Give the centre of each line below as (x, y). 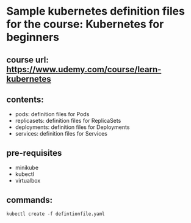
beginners (33, 37)
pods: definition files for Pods (52, 114)
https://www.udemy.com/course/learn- (84, 69)
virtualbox (28, 181)
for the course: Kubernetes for (85, 24)
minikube (27, 168)
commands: (30, 200)
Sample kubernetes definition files (95, 11)
